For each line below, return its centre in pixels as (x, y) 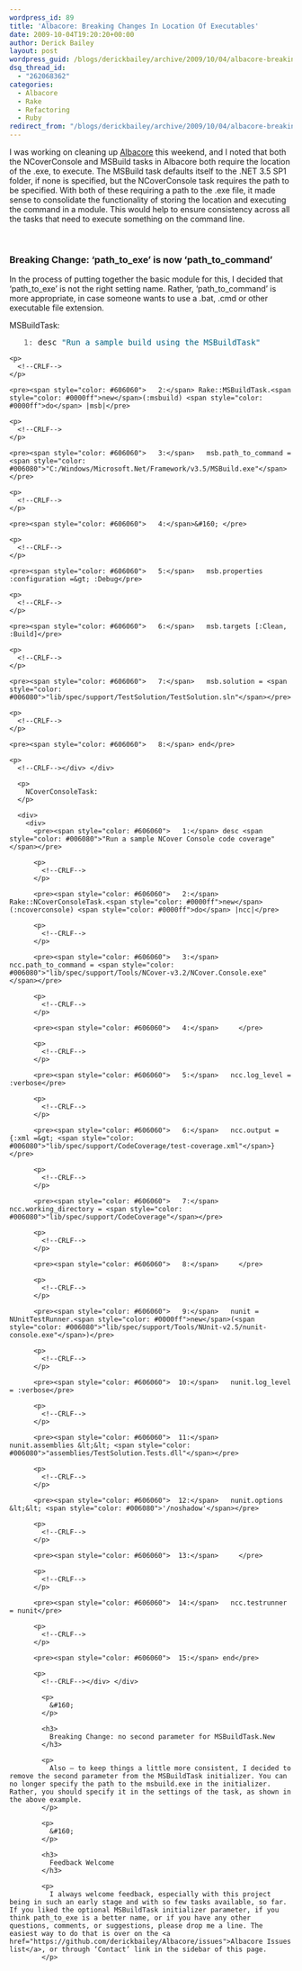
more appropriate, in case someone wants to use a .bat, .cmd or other (139, 299)
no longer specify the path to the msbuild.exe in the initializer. (140, 1784)
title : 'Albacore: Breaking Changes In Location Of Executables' (134, 26)
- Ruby (30, 118)
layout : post (34, 51)
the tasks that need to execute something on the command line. (127, 219)
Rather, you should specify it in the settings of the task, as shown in (151, 1792)
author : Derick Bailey (52, 43)
